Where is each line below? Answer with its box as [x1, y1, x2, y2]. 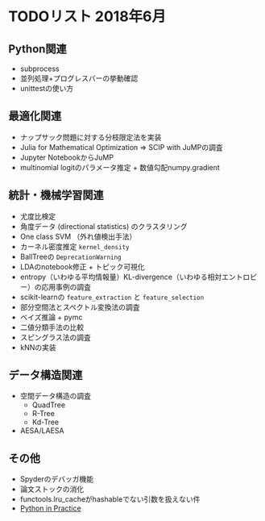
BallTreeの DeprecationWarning [19, 252, 122, 261]
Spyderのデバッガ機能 [19, 474, 94, 484]
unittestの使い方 [19, 84, 74, 93]
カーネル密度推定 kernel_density [19, 241, 130, 251]
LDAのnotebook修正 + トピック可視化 [19, 261, 145, 271]
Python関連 [8, 42, 67, 56]
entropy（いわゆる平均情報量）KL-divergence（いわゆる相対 [19, 272, 222, 281]
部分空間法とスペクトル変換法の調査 [19, 302, 140, 311]
